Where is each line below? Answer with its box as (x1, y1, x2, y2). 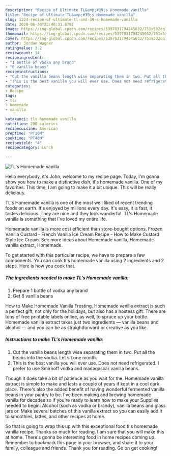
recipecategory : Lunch (5, 145, 53, 150)
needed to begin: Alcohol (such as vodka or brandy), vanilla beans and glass (5, 402, 166, 409)
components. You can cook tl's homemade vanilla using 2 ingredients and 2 (5, 258, 164, 264)
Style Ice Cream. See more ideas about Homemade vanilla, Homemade (5, 237, 154, 243)
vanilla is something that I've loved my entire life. (5, 216, 107, 222)
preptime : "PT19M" (5, 131, 44, 136)
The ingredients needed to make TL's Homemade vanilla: (5, 275, 129, 281)
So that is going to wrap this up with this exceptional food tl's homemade (5, 423, 158, 429)
